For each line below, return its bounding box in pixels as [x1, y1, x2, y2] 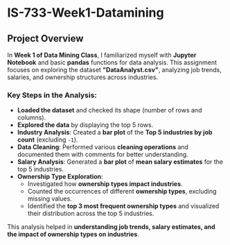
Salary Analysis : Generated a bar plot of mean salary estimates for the [17, 158, 224, 166]
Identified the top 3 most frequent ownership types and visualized [27, 202, 220, 210]
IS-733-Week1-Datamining [7, 5, 164, 21]
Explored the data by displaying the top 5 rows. [17, 121, 154, 129]
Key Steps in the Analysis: [7, 90, 97, 100]
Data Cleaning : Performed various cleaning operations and [17, 143, 189, 151]
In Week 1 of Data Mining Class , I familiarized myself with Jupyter [7, 51, 197, 59]
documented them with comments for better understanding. [17, 151, 188, 159]
